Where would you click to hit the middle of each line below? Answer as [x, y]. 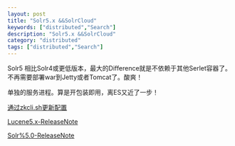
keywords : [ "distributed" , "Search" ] [62, 27]
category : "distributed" [44, 41]
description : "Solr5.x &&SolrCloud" [62, 34]
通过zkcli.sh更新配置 [37, 107]
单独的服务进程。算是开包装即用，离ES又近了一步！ [83, 92]
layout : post [27, 14]
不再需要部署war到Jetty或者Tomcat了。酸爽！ [75, 77]
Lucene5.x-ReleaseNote [43, 121]
